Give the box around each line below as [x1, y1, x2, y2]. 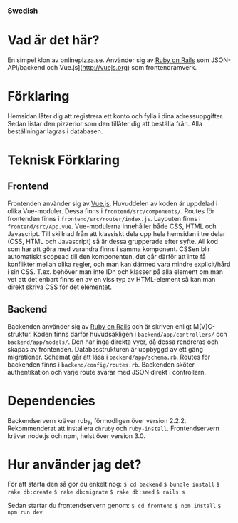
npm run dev [7, 509, 43, 516]
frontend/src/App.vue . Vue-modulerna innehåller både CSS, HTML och [7, 222, 217, 230]
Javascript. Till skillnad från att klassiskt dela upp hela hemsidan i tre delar [7, 229, 226, 238]
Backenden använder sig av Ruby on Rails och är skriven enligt [7, 322, 192, 330]
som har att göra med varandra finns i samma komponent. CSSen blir [7, 245, 210, 253]
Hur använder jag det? [7, 456, 142, 472]
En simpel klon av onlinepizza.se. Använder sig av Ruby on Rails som [7, 56, 209, 64]
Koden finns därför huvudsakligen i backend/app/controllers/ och [33, 330, 228, 338]
